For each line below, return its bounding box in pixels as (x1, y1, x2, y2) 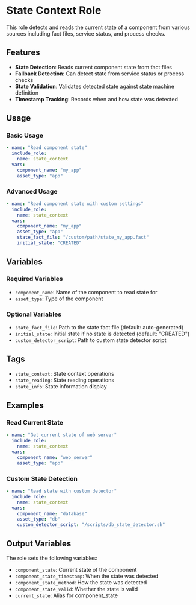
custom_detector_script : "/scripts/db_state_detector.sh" (17, 522, 165, 528)
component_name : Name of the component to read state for (14, 288, 158, 296)
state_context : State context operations (14, 370, 114, 377)
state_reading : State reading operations (14, 376, 115, 384)
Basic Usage (6, 131, 44, 139)
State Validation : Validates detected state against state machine (14, 83, 174, 90)
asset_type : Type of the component (14, 295, 103, 302)
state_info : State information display (14, 382, 107, 390)
